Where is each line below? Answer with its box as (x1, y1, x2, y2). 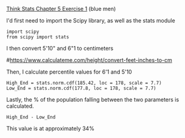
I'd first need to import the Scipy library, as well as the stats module (6, 17, 175, 24)
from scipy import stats (6, 34, 69, 40)
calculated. (6, 103, 35, 109)
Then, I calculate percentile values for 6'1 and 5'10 (6, 68, 132, 75)
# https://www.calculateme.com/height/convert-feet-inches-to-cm (6, 57, 172, 63)
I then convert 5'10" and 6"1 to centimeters (6, 45, 114, 52)
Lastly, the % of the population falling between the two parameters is (6, 96, 180, 103)
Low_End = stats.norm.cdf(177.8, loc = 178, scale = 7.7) (6, 85, 156, 91)
